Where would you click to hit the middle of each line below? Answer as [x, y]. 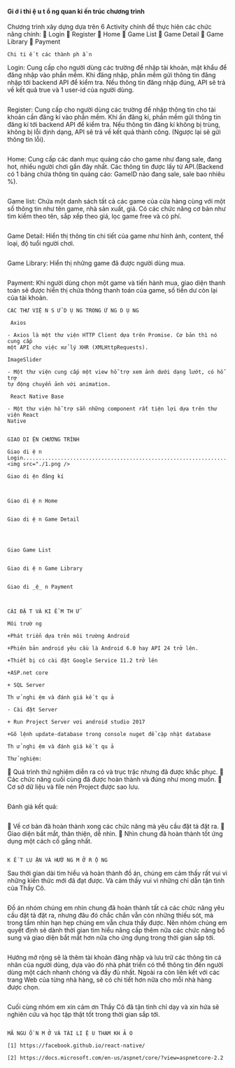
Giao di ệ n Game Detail [43, 520]
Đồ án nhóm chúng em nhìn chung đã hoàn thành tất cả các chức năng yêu [116, 908]
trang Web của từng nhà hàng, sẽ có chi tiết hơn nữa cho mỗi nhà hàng [109, 980]
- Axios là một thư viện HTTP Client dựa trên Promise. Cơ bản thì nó [112, 335]
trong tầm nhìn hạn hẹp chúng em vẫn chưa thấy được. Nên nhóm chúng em [117, 923]
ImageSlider [24, 360]
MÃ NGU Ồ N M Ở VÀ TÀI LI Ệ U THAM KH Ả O [70, 1034]
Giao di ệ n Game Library [45, 569]
